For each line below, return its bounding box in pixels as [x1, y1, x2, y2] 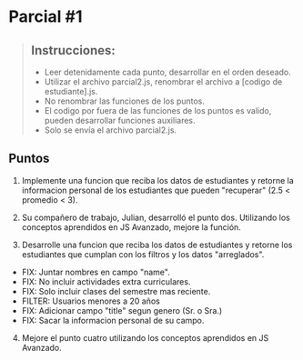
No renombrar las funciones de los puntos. [44, 95, 206, 106]
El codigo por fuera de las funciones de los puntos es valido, [44, 105, 272, 115]
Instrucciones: [30, 43, 116, 58]
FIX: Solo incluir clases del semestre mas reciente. [21, 285, 211, 296]
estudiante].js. [44, 86, 98, 96]
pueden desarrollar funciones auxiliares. [44, 115, 197, 125]
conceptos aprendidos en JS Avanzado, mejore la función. [21, 221, 242, 233]
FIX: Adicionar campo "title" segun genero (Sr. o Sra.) [21, 305, 223, 315]
